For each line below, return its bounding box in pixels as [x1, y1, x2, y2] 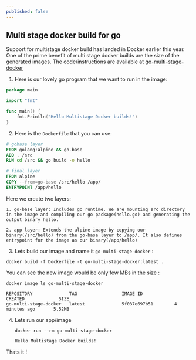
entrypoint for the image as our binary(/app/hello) [6, 237, 138, 243]
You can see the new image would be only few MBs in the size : [6, 269, 160, 276]
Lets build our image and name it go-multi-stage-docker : [14, 247, 154, 254]
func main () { [6, 108, 41, 114]
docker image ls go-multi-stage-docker [6, 280, 104, 286]
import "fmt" [6, 98, 38, 104]
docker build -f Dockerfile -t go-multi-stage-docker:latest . [6, 259, 164, 264]
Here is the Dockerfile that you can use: [14, 130, 113, 137]
